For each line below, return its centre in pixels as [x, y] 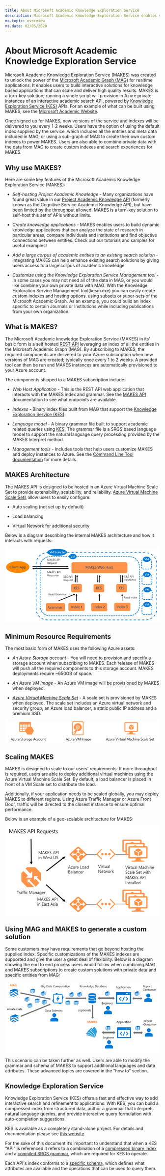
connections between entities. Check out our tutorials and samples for [83, 240]
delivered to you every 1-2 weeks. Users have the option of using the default [82, 126]
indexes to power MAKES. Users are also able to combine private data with [81, 142]
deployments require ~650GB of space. [52, 673]
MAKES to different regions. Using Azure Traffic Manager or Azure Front [78, 799]
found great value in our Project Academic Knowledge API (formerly [81, 199]
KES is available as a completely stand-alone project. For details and [74, 1128]
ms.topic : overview [25, 21]
